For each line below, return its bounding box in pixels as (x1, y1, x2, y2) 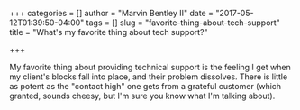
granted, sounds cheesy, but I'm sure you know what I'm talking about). (9, 90, 276, 101)
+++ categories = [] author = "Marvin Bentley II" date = (9, 8, 214, 18)
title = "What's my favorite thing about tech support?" (9, 27, 209, 37)
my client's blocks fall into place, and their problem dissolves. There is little (9, 71, 288, 82)
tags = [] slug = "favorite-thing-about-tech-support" (86, 17, 281, 28)
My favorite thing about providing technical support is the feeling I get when (9, 62, 291, 72)
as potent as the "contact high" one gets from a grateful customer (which (9, 81, 282, 91)
